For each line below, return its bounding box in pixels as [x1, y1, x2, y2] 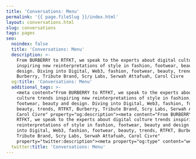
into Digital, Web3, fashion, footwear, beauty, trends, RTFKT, [16, 128, 176, 134]
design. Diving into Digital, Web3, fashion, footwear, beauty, [16, 68, 176, 74]
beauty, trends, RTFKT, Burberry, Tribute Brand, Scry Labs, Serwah [16, 106, 187, 112]
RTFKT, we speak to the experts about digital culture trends [16, 117, 171, 123]
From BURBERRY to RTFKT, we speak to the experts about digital [16, 57, 176, 63]
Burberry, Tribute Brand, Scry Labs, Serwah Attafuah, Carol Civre [16, 73, 184, 79]
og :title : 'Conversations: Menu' [11, 79, 93, 85]
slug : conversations [6, 24, 57, 31]
